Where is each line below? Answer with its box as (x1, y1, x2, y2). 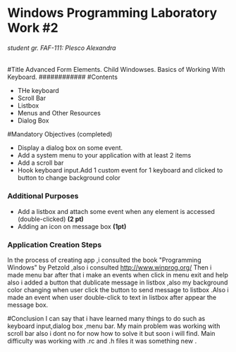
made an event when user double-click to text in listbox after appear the (7, 293, 217, 301)
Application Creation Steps (7, 239, 102, 249)
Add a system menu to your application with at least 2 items (17, 151, 192, 160)
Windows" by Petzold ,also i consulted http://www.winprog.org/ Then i (7, 263, 212, 272)
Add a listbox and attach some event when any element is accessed (17, 207, 215, 215)
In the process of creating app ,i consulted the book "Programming (7, 256, 201, 264)
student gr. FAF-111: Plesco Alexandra (7, 44, 116, 52)
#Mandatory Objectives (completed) (7, 130, 113, 139)
